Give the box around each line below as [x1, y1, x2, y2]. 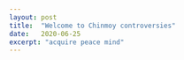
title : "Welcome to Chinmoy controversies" [9, 21, 176, 30]
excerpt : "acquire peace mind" [9, 37, 125, 47]
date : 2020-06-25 [9, 29, 81, 38]
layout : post [9, 12, 57, 22]
